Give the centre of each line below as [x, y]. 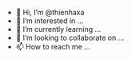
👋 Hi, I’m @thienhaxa [50, 12]
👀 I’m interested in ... [50, 21]
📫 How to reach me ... [53, 47]
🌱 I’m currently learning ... [58, 29]
